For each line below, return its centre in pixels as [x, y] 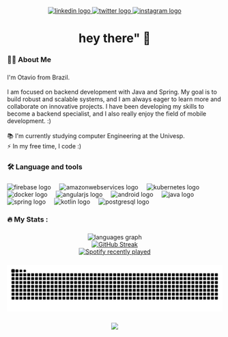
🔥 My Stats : [28, 219]
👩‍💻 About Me [29, 59]
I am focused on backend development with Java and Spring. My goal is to [112, 92]
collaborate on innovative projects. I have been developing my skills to [106, 107]
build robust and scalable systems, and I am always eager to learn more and [114, 99]
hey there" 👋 [115, 39]
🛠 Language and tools [45, 167]
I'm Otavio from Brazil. [39, 77]
